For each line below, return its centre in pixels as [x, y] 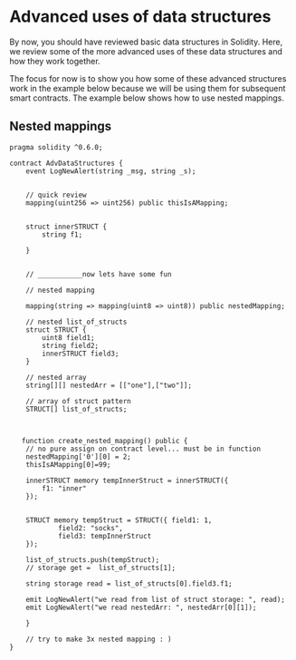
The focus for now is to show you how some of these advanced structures [148, 78]
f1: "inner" [65, 488]
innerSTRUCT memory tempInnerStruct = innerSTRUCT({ [127, 480]
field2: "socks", [91, 528]
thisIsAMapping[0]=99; [68, 464]
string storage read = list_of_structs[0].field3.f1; [129, 583]
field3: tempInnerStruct [105, 536]
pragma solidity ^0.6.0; [56, 147]
